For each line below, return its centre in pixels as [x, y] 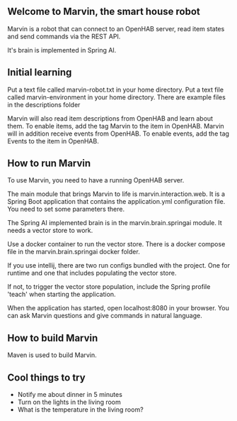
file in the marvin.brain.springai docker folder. [74, 252]
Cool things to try [47, 377]
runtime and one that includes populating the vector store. [92, 273]
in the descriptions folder [44, 104]
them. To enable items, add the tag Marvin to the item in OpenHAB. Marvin [116, 126]
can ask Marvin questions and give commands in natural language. [105, 316]
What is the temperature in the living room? [80, 410]
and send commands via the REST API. [64, 36]
